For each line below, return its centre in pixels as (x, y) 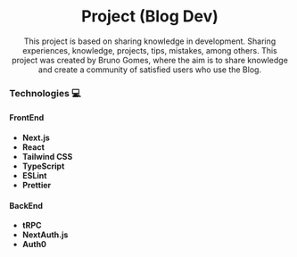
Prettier (37, 186)
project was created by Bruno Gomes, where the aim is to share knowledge (150, 60)
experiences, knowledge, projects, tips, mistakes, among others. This (150, 50)
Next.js (36, 138)
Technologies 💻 (45, 93)
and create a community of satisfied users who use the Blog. (150, 70)
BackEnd (26, 205)
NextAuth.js (45, 235)
